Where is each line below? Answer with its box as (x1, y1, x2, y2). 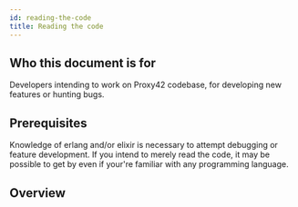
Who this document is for (9, 55, 157, 71)
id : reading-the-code (9, 13, 92, 23)
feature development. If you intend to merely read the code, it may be (9, 149, 271, 160)
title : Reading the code (9, 22, 104, 31)
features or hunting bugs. (9, 89, 105, 100)
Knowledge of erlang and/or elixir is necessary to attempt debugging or (9, 140, 278, 151)
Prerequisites (9, 115, 87, 131)
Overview (9, 185, 67, 201)
